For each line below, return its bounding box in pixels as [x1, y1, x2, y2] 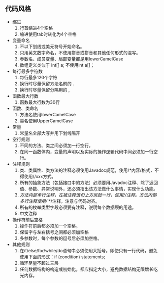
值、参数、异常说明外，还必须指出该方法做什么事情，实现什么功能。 [19, 186, 158, 191]
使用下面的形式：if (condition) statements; [19, 254, 105, 260]
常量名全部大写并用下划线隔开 [19, 130, 80, 136]
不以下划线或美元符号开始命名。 [19, 44, 85, 49]
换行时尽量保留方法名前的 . [19, 81, 74, 87]
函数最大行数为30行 [19, 99, 60, 105]
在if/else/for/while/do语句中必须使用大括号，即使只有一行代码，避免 [19, 247, 158, 253]
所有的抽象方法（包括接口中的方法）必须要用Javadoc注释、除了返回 [19, 180, 158, 186]
